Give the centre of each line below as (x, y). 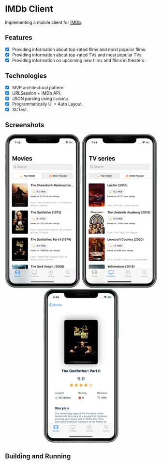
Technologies (26, 76)
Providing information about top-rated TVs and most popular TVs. (77, 55)
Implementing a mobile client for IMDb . (44, 22)
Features (19, 38)
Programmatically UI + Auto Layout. (47, 104)
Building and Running (38, 457)
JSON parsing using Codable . (41, 99)
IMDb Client (29, 9)
